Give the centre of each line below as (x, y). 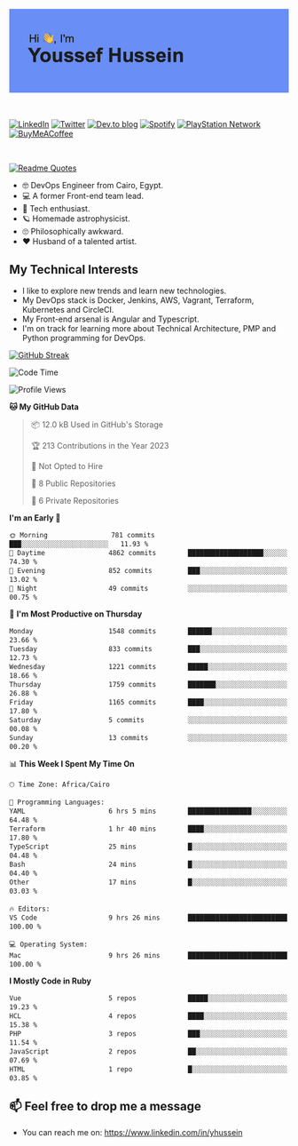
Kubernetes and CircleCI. (68, 310)
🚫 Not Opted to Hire (67, 466)
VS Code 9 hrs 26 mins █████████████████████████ (149, 918)
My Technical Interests (74, 270)
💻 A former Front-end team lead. (83, 196)
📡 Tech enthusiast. (56, 209)
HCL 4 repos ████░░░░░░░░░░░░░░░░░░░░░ (149, 1016)
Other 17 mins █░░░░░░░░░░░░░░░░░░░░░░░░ (149, 882)
